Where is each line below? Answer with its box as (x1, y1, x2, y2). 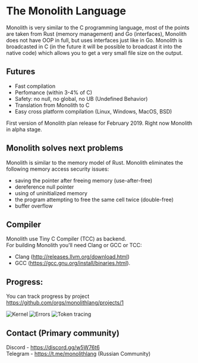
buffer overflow (14, 202, 53, 210)
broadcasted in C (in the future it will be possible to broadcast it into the (6, 43, 182, 50)
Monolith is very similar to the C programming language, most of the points (6, 24, 190, 31)
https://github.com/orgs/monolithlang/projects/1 (6, 299, 124, 306)
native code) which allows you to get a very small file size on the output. (6, 49, 183, 56)
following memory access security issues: (6, 165, 109, 173)
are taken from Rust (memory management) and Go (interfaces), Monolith (6, 30, 187, 37)
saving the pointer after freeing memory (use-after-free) (14, 177, 153, 184)
